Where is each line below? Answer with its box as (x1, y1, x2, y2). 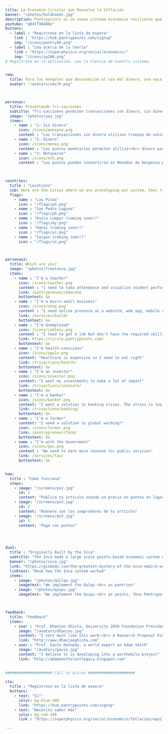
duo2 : (5, 545, 16, 550)
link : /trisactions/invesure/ (18, 383, 81, 388)
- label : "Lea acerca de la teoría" (9, 45, 88, 50)
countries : (5, 178, 28, 183)
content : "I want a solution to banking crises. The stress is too (18, 402, 162, 407)
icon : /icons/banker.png (18, 397, 70, 402)
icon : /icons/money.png (18, 141, 68, 146)
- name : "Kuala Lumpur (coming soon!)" (14, 216, 99, 221)
